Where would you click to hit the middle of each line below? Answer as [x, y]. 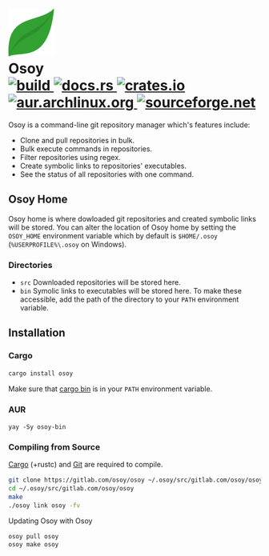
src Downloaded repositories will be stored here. [100, 282]
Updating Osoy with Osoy [50, 521]
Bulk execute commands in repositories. [86, 149]
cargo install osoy [41, 373]
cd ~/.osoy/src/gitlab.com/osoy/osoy [71, 489]
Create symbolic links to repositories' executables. [103, 166]
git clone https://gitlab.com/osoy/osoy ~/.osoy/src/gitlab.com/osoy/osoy [136, 480]
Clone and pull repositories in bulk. [77, 140]
